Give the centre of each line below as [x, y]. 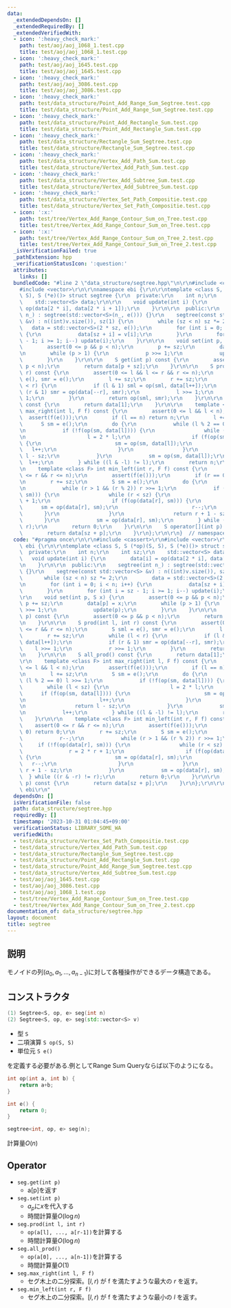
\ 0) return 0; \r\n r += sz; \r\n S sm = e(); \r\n [113, 732]
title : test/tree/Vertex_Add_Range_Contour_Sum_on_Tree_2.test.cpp [118, 245]
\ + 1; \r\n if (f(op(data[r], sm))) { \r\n [110, 501]
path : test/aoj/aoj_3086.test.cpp [69, 84]
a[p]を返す [42, 1190]
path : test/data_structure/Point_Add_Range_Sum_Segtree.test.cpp [115, 103]
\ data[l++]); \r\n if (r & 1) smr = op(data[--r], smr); [120, 642]
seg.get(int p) [39, 1182]
